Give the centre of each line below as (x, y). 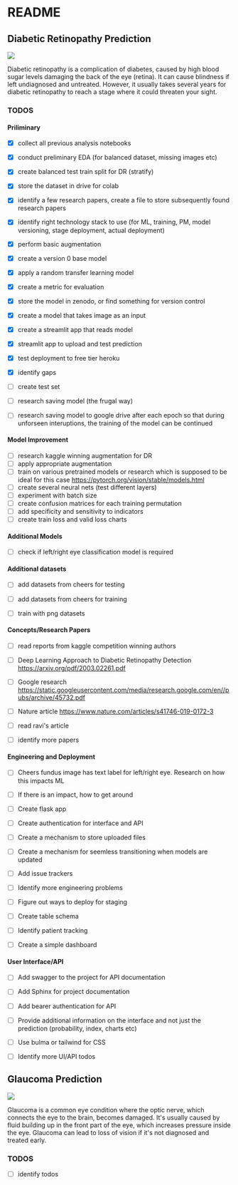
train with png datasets (51, 613)
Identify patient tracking (53, 931)
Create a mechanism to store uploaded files (81, 837)
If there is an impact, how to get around (75, 795)
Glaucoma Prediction (55, 1079)
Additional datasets (37, 569)
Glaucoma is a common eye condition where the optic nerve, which (106, 1109)
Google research (42, 682)
